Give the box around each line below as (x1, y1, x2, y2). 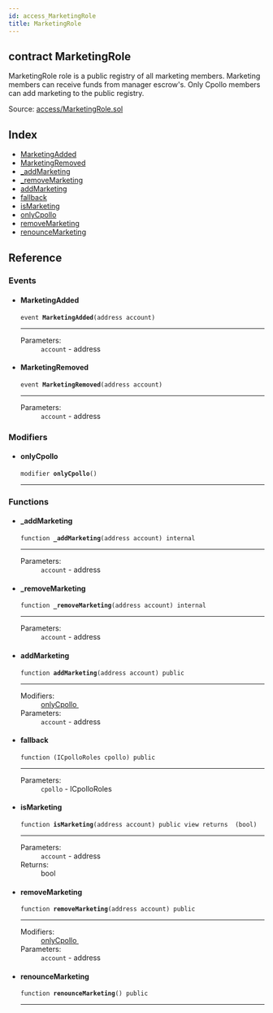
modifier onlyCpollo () (19, 469, 97, 478)
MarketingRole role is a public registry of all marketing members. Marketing (8, 71, 261, 81)
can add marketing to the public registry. (8, 89, 145, 98)
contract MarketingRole (8, 50, 132, 63)
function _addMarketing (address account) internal (19, 535, 196, 543)
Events (8, 275, 37, 286)
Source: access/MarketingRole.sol (8, 104, 123, 114)
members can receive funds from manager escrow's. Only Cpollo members (8, 80, 261, 90)
